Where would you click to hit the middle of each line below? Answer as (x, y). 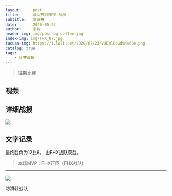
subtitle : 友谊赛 (25, 19)
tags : (11, 53)
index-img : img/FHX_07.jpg (34, 39)
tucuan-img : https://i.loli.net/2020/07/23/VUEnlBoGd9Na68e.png (75, 43)
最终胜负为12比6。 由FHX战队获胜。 (44, 153)
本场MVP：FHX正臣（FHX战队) (51, 163)
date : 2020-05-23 (31, 24)
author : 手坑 (23, 29)
